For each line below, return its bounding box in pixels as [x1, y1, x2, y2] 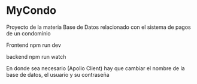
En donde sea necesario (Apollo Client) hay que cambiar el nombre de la [6, 64, 185, 72]
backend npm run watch [6, 53, 66, 60]
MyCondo [6, 4, 57, 17]
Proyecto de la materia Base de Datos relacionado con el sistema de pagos [6, 23, 191, 31]
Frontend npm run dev [6, 41, 62, 49]
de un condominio [6, 29, 51, 37]
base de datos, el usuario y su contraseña [6, 71, 110, 78]
